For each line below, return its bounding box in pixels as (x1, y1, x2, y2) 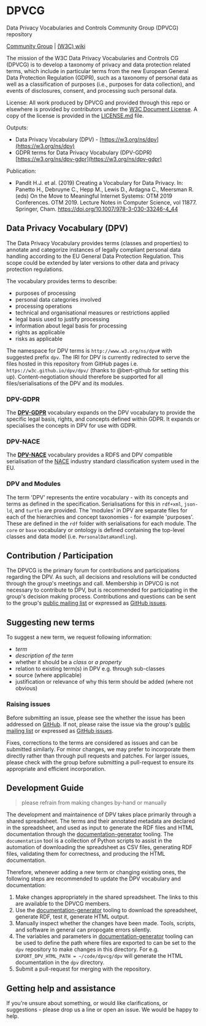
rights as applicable (15, 328, 66, 335)
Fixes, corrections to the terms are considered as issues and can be (6, 738, 178, 746)
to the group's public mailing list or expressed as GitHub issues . (6, 600, 167, 607)
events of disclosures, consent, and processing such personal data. (6, 87, 178, 94)
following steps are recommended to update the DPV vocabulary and (6, 875, 181, 882)
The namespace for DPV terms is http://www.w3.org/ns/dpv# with (6, 347, 173, 354)
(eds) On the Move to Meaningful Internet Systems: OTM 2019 (15, 192, 173, 200)
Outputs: (6, 123, 29, 131)
